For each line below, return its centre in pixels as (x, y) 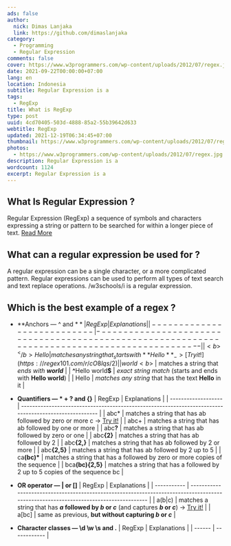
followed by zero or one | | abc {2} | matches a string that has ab (108, 436)
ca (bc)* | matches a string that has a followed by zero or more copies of (120, 457)
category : (21, 39)
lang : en (20, 78)
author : (18, 20)
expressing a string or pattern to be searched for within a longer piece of (110, 225)
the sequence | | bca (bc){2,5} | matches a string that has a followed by (118, 465)
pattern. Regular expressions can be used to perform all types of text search (115, 279)
